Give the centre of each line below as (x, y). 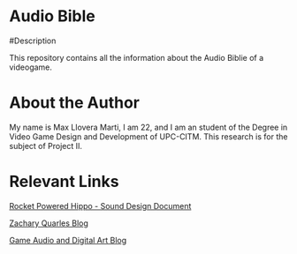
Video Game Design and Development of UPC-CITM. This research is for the (148, 136)
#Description (33, 41)
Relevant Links (64, 182)
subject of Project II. (46, 146)
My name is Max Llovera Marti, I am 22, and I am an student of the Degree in (148, 127)
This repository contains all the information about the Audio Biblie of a (137, 57)
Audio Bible (52, 16)
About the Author (74, 103)
